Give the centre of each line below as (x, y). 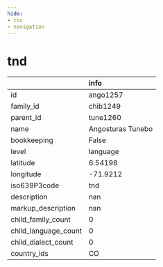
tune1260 (105, 118)
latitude (23, 163)
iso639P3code (35, 185)
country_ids (29, 254)
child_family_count (41, 220)
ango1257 (106, 95)
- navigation (26, 26)
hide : (15, 14)
